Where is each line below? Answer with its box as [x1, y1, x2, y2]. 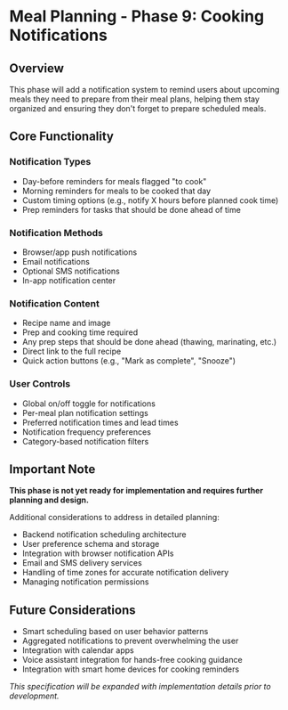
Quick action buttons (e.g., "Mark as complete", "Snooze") [21, 355, 236, 366]
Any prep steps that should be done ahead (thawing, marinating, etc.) [21, 337, 277, 347]
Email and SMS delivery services [21, 558, 142, 568]
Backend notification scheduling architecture [21, 529, 187, 540]
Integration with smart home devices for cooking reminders [21, 664, 240, 674]
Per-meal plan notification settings [21, 407, 148, 418]
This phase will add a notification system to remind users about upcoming [9, 85, 280, 94]
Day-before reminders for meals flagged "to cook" [21, 175, 207, 186]
